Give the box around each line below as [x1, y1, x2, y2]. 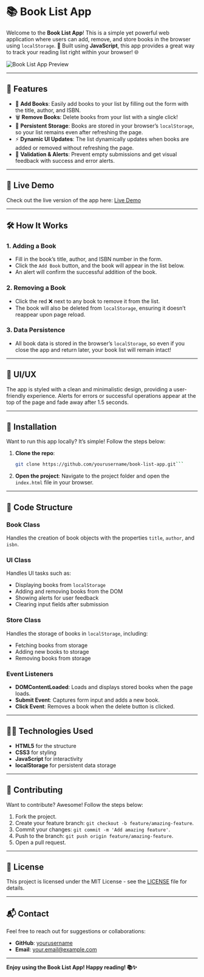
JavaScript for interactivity [15, 755, 83, 763]
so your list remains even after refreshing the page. [15, 128, 143, 135]
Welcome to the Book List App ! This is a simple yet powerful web [6, 29, 170, 36]
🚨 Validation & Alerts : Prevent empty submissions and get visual [15, 150, 177, 158]
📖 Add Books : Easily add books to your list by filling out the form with [15, 100, 189, 107]
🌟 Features [6, 84, 48, 94]
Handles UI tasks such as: [6, 569, 72, 577]
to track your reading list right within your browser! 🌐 [6, 48, 139, 55]
